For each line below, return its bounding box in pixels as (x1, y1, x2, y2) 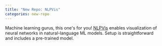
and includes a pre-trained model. (5, 35, 74, 41)
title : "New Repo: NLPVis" (5, 7, 61, 12)
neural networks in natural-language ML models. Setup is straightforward (5, 30, 154, 36)
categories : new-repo (5, 12, 50, 16)
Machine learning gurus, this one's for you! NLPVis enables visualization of (5, 25, 158, 31)
